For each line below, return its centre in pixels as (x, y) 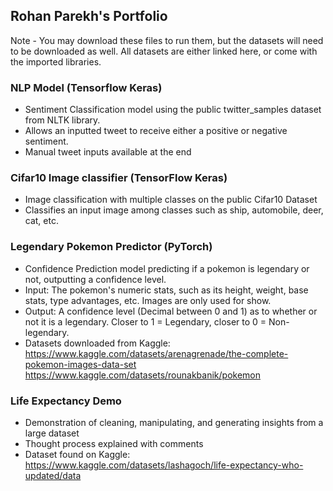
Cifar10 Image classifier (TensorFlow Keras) (119, 178)
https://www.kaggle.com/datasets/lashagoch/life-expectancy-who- (164, 465)
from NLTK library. (62, 120)
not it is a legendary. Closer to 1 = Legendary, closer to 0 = (145, 321)
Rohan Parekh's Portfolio (89, 16)
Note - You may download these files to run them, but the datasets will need (167, 40)
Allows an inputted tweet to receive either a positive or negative (156, 131)
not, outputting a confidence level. (95, 279)
